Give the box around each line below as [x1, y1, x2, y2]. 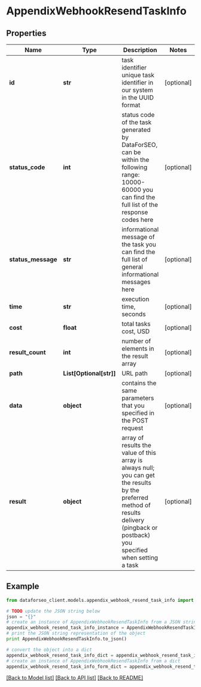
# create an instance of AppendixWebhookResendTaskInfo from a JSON [6, 619, 181, 625]
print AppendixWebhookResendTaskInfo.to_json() [6, 636, 127, 642]
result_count [9, 348, 46, 356]
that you [121, 402, 145, 409]
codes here [121, 216, 154, 224]
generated [121, 126, 151, 134]
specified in [121, 409, 154, 417]
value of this [121, 448, 157, 457]
